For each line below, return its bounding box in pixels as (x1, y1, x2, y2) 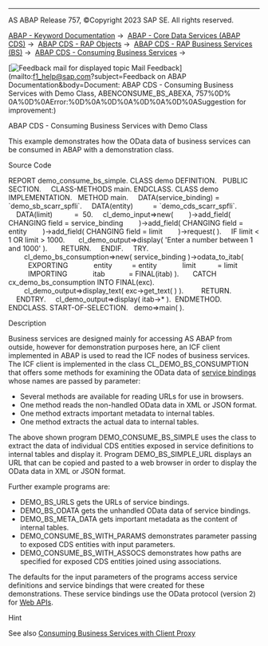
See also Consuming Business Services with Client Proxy (8, 628, 196, 638)
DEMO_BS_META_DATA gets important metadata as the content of (19, 514, 238, 523)
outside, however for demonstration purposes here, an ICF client (8, 342, 221, 352)
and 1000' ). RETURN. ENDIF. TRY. (8, 244, 149, 253)
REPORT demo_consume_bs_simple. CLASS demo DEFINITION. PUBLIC (8, 176, 249, 185)
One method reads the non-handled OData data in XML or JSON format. (19, 400, 258, 409)
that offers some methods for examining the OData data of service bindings (8, 368, 257, 377)
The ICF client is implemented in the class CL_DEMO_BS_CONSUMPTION (8, 360, 249, 368)
